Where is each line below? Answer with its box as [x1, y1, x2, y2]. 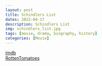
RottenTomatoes [5, 55, 40, 61]
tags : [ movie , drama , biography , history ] [5, 31, 97, 36]
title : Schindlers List [5, 12, 56, 17]
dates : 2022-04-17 [5, 17, 45, 22]
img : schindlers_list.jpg [5, 26, 60, 31]
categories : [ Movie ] [5, 36, 50, 41]
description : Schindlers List [5, 21, 70, 27]
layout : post [5, 7, 33, 13]
